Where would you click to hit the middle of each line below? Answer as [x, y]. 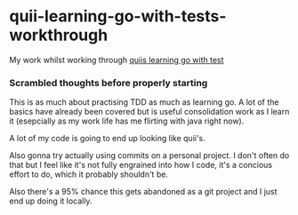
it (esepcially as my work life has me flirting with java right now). [127, 121]
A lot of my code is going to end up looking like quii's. [108, 139]
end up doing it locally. [51, 201]
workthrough [59, 35]
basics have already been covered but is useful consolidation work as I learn [149, 112]
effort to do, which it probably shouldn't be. [89, 174]
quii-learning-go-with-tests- [118, 16]
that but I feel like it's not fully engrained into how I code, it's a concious [141, 165]
